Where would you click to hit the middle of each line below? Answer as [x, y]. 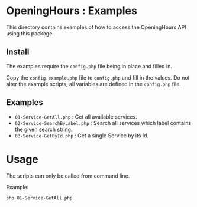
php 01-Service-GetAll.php [39, 198]
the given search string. [43, 129]
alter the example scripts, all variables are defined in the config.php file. [94, 84]
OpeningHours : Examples [72, 11]
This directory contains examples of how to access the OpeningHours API [96, 27]
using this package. [30, 33]
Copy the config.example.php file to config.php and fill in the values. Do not [98, 77]
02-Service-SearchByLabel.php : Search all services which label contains [103, 123]
